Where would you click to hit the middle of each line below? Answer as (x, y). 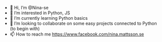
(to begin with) (25, 29)
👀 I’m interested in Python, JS (40, 13)
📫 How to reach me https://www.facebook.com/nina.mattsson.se (77, 34)
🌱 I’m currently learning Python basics (49, 18)
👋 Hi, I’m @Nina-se (29, 8)
